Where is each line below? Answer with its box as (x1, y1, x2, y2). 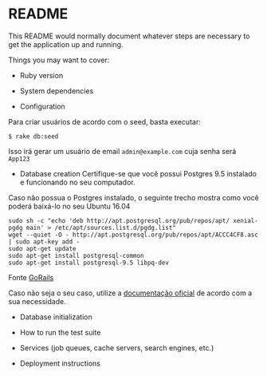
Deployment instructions (19, 358, 101, 368)
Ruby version (19, 70, 64, 80)
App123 (8, 155, 30, 163)
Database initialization (19, 312, 93, 322)
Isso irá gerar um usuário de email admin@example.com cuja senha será (8, 146, 237, 156)
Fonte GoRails (8, 272, 54, 282)
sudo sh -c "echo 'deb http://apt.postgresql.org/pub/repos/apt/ (8, 216, 230, 224)
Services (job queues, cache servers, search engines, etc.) (19, 342, 214, 352)
